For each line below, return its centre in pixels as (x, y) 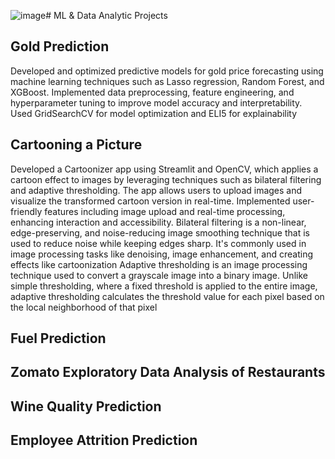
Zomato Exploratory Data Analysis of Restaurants (168, 372)
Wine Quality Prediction (86, 406)
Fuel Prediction (58, 338)
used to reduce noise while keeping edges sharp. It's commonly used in (158, 243)
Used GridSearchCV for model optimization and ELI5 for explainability (154, 113)
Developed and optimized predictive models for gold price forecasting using (167, 71)
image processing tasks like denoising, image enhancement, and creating (162, 254)
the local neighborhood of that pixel (84, 307)
